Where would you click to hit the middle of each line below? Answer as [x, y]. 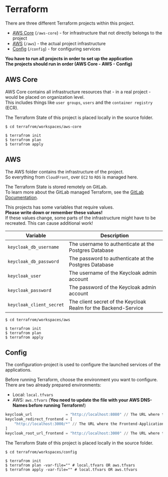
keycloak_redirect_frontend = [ [39, 419]
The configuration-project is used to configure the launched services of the [83, 365]
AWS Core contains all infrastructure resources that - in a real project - [78, 92]
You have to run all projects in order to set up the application [69, 58]
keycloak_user [24, 276]
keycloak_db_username [33, 247]
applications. [18, 370]
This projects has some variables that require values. [59, 207]
